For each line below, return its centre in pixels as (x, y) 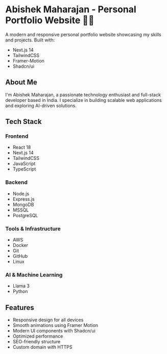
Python (20, 291)
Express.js (23, 199)
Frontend (17, 136)
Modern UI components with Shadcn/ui (54, 331)
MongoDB (23, 204)
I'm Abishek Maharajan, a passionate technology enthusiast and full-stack (83, 95)
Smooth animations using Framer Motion (55, 325)
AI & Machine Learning (34, 275)
